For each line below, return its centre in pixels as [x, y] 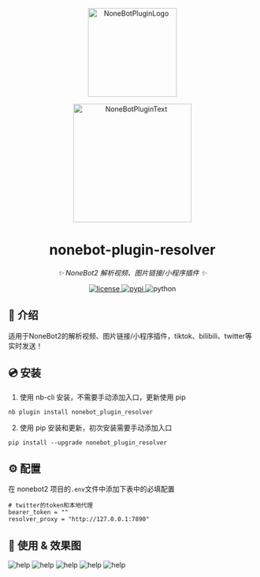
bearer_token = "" [38, 512]
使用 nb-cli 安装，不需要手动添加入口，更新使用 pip [103, 397]
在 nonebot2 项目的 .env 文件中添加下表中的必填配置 [91, 489]
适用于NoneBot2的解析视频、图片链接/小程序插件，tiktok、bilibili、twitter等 [130, 335]
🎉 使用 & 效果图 [45, 545]
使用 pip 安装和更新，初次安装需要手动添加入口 [96, 427]
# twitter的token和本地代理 [50, 506]
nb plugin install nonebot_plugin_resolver [81, 412]
